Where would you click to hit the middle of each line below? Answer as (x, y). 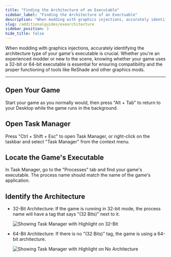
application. (18, 180)
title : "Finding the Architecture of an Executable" (62, 10)
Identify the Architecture (45, 196)
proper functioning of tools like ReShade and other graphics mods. (75, 70)
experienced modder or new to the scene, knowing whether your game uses (85, 59)
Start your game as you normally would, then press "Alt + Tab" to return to (83, 103)
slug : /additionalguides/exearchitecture (50, 24)
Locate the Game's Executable (55, 158)
